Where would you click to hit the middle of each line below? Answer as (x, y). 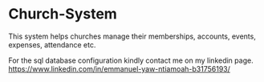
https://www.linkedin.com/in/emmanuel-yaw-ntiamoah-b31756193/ (120, 68)
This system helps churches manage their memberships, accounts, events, (132, 36)
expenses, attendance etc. (52, 44)
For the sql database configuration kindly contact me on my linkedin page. (131, 60)
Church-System (63, 14)
